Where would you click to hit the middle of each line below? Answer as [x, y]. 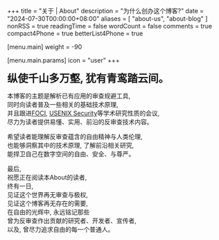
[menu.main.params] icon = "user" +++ [63, 60]
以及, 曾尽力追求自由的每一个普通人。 [61, 229]
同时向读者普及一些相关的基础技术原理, [63, 104]
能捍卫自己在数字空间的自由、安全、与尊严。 [71, 154]
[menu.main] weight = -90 [45, 47]
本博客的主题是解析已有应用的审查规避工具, [69, 96]
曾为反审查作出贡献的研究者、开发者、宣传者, [72, 221]
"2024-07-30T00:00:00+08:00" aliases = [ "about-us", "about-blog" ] [107, 19]
